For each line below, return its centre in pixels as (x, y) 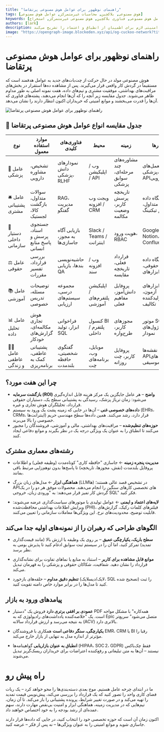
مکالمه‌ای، (41, 327)
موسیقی (151, 362)
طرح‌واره (123, 333)
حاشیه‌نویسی (71, 259)
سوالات (38, 192)
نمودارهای (68, 163)
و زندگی (16, 365)
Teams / (98, 236)
